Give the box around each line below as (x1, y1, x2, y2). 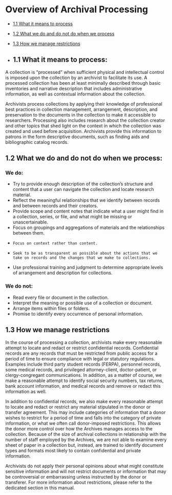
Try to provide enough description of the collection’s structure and (12, 181, 153, 187)
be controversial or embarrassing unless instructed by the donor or (5, 473, 147, 480)
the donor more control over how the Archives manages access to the (5, 425, 153, 432)
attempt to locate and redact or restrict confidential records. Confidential (5, 345, 159, 351)
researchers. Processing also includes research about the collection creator (5, 117, 165, 123)
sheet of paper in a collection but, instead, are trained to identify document (5, 442, 164, 448)
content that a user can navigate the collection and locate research (12, 186, 155, 193)
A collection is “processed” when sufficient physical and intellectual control (5, 69, 165, 75)
